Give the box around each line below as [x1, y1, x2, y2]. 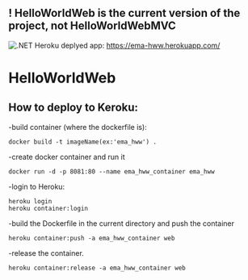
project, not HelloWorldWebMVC [8, 19, 176, 33]
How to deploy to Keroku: [8, 101, 139, 115]
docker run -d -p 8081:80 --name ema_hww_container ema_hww [8, 167, 216, 176]
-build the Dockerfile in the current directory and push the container [8, 218, 235, 228]
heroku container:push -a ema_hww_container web [8, 234, 175, 242]
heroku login [8, 197, 53, 205]
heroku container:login [8, 204, 89, 212]
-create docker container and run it [8, 152, 125, 161]
